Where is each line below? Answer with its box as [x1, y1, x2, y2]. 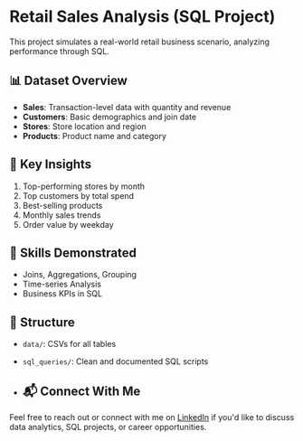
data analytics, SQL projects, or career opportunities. [9, 422, 207, 432]
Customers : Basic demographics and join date [22, 111, 197, 122]
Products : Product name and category [22, 130, 167, 141]
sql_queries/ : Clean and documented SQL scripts [22, 356, 209, 367]
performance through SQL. [9, 45, 110, 56]
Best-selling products [22, 200, 103, 211]
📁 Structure [9, 314, 75, 330]
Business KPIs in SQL [22, 288, 102, 299]
